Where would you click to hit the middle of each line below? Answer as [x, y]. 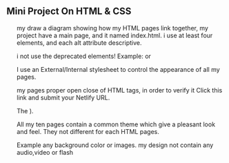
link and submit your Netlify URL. [63, 97]
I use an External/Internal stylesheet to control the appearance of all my [118, 69]
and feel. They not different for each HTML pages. [88, 131]
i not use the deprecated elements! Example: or [83, 56]
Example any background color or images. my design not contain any [115, 145]
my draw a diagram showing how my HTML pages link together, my [112, 28]
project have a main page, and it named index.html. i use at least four [114, 35]
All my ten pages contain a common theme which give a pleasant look [116, 124]
